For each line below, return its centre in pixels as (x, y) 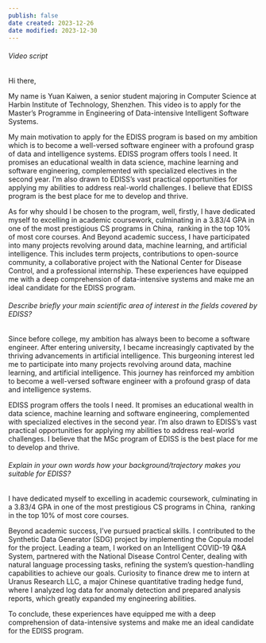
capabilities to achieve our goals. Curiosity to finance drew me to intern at (129, 573)
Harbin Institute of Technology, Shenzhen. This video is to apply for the (125, 104)
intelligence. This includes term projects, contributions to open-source (123, 253)
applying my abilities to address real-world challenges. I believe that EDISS (130, 187)
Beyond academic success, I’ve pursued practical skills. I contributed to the (132, 531)
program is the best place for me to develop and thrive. (98, 196)
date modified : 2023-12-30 (53, 30)
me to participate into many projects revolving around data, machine (120, 364)
